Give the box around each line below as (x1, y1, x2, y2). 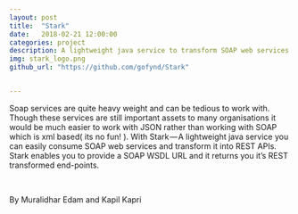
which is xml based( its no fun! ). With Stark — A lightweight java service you (9, 131, 289, 142)
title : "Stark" (9, 21, 70, 30)
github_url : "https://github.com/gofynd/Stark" (9, 63, 190, 72)
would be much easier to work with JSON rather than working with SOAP (9, 121, 277, 132)
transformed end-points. (9, 160, 100, 170)
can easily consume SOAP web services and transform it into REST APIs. (9, 140, 277, 152)
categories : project (9, 37, 87, 47)
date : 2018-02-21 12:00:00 (9, 29, 118, 38)
